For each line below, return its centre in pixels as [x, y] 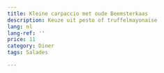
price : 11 [22, 40]
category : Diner [31, 46]
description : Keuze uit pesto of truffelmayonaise [82, 20]
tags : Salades [28, 53]
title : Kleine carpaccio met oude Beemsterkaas [78, 14]
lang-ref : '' [26, 33]
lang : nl [20, 26]
